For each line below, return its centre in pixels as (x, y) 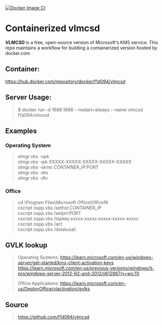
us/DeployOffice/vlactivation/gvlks (54, 289)
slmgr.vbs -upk (33, 156)
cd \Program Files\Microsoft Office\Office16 (63, 202)
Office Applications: (38, 283)
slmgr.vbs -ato (33, 173)
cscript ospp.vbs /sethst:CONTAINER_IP (59, 208)
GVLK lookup (26, 245)
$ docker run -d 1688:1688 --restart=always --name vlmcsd (80, 110)
